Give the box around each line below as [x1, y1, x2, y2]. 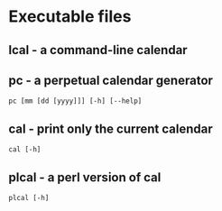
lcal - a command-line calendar [8, 42, 188, 58]
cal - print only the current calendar [8, 121, 213, 136]
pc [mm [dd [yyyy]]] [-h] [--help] [8, 96, 143, 105]
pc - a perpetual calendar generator [8, 72, 214, 87]
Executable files [8, 6, 132, 27]
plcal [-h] [8, 194, 50, 203]
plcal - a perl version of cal [8, 170, 162, 185]
